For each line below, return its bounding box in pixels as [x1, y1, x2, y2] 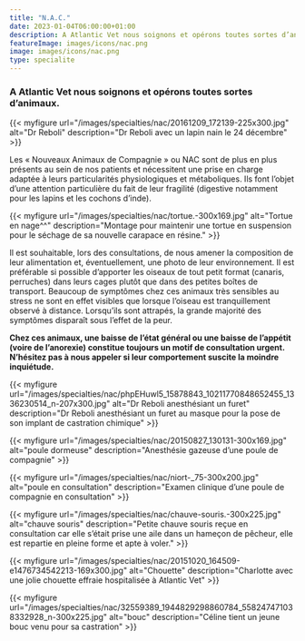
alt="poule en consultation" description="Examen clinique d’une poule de [9, 482, 285, 493]
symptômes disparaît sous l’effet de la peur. [9, 315, 172, 326]
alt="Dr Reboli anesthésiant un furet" [112, 399, 251, 409]
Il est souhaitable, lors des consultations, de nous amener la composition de [9, 247, 294, 259]
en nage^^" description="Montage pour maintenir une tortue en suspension [9, 220, 292, 232]
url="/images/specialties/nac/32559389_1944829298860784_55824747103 [9, 602, 293, 613]
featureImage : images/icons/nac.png [9, 38, 148, 48]
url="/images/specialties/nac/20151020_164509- [58, 556, 241, 567]
